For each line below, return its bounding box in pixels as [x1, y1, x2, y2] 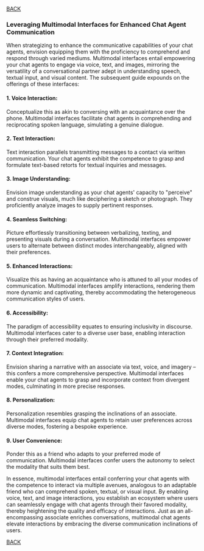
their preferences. [6, 249, 52, 256]
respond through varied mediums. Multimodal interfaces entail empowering [6, 55, 195, 62]
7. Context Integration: [6, 350, 64, 357]
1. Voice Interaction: [6, 94, 58, 102]
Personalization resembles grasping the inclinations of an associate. [6, 410, 177, 417]
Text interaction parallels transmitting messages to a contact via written [6, 148, 186, 156]
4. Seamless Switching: [6, 215, 68, 223]
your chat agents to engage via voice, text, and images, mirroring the [6, 61, 180, 69]
